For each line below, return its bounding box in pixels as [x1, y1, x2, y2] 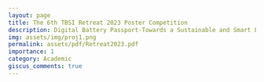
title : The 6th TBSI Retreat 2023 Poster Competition [8, 19, 189, 27]
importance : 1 [8, 48, 55, 55]
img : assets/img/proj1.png [8, 33, 97, 41]
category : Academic [8, 55, 72, 63]
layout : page [8, 11, 51, 20]
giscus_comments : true [8, 62, 82, 70]
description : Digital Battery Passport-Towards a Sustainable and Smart [8, 26, 251, 34]
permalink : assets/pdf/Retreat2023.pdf [8, 41, 139, 48]
